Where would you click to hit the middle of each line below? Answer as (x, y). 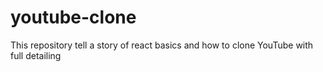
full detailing (36, 55)
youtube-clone (73, 17)
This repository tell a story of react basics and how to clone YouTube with (162, 45)
